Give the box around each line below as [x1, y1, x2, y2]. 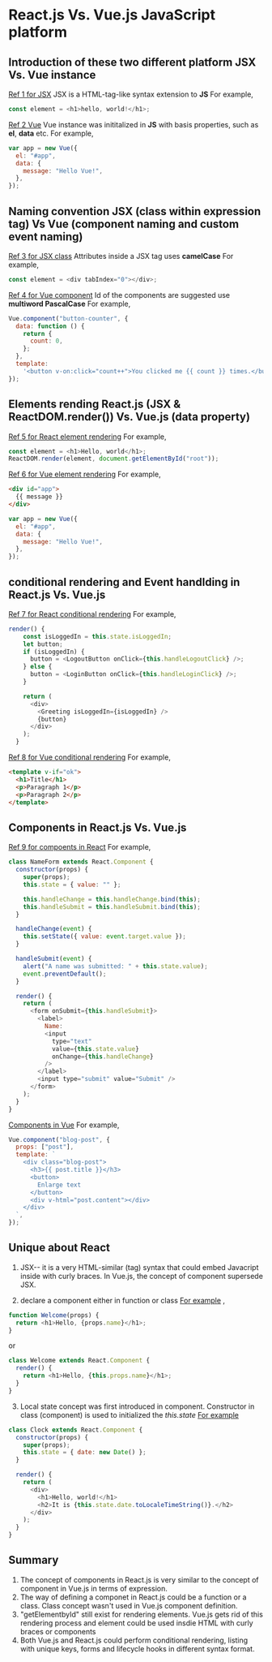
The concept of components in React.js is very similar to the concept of [19, 1574, 259, 1584]
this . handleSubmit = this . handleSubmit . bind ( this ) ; [23, 902, 201, 911]
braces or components [19, 1626, 96, 1636]
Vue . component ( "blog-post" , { [8, 1135, 111, 1143]
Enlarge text [37, 1181, 82, 1189]
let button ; [23, 639, 63, 648]
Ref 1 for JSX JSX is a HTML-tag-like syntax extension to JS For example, [8, 89, 253, 99]
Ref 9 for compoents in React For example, [8, 842, 151, 852]
